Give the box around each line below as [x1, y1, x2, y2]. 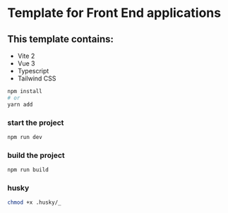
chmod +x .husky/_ [7, 199, 61, 206]
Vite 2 [17, 51, 35, 60]
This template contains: [7, 33, 114, 45]
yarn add [7, 101, 33, 108]
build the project [7, 150, 65, 160]
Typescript [17, 67, 49, 75]
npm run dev [7, 133, 42, 140]
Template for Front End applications [7, 5, 221, 21]
